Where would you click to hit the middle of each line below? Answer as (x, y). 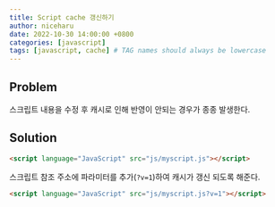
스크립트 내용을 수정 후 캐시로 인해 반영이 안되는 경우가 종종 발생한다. (130, 109)
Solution (33, 138)
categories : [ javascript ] (57, 42)
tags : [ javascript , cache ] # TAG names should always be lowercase (138, 51)
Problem (34, 87)
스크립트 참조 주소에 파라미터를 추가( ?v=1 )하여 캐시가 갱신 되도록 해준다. (135, 177)
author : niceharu (42, 26)
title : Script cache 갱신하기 (62, 17)
